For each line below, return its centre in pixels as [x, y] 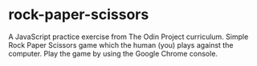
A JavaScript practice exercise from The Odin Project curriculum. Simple [128, 37]
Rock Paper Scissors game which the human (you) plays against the [121, 45]
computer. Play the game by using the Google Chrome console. [113, 53]
